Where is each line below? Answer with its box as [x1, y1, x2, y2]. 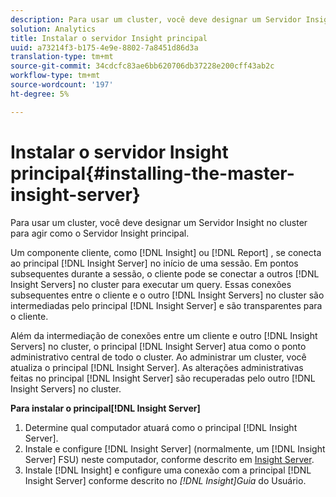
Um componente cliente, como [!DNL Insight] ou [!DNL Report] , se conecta [10, 246, 322, 258]
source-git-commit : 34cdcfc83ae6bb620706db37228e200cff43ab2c [10, 61, 275, 71]
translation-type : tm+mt [10, 52, 114, 62]
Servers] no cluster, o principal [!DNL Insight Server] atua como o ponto [10, 340, 307, 352]
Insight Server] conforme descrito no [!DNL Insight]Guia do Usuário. [24, 474, 307, 486]
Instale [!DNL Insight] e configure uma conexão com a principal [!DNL [24, 464, 312, 476]
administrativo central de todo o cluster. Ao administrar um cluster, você [10, 351, 307, 363]
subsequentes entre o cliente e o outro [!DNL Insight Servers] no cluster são [10, 289, 325, 301]
